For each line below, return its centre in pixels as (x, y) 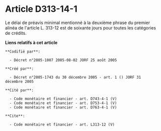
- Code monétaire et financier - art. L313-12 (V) (62, 124)
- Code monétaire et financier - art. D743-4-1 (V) (63, 99)
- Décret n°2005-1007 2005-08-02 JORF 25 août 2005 (63, 60)
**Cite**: (15, 116)
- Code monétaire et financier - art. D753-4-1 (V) (63, 103)
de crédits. (16, 33)
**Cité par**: (20, 90)
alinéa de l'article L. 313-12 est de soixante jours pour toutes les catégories (80, 27)
